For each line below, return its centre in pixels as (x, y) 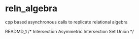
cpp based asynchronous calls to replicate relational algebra (67, 22)
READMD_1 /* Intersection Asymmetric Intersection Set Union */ (69, 31)
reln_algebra (31, 9)
